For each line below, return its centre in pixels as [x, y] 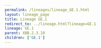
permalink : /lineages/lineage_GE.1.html [47, 10]
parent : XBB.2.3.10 [25, 33]
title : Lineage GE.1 [26, 19]
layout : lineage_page [27, 14]
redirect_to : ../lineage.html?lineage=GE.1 [50, 24]
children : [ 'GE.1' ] [25, 38]
